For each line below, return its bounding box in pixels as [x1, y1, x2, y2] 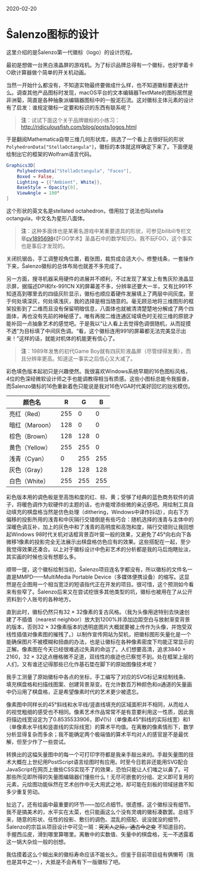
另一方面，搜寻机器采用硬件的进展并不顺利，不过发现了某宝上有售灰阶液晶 [6, 275, 189, 282]
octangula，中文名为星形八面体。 [6, 215, 88, 222]
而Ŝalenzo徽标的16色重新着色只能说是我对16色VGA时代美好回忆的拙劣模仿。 [6, 383, 193, 390]
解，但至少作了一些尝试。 [6, 738, 69, 746]
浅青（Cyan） [9, 455, 48, 463]
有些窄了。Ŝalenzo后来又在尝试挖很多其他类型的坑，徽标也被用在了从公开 [11, 588, 193, 596]
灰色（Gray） [9, 466, 46, 474]
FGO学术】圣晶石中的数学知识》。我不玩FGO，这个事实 [58, 235, 192, 242]
